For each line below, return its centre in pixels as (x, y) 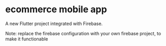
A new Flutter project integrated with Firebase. (54, 24)
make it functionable (27, 39)
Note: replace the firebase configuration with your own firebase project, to (83, 33)
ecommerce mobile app (56, 9)
